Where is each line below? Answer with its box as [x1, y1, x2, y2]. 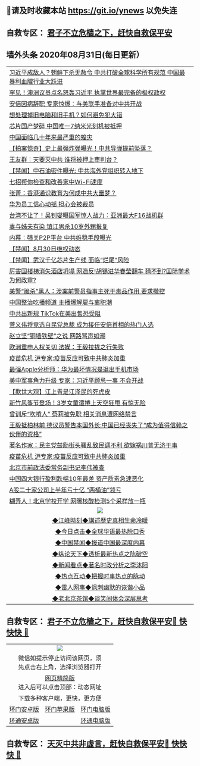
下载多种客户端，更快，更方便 [18, 694, 102, 702]
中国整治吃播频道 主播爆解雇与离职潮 [9, 298, 112, 307]
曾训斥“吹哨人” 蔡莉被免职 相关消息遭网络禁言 [9, 409, 137, 418]
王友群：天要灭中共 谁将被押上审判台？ [9, 155, 118, 164]
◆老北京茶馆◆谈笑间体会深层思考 [52, 594, 148, 602]
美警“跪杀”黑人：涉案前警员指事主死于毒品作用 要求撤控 [9, 287, 165, 295]
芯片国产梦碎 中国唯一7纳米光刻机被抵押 [9, 121, 122, 130]
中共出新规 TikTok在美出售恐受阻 [9, 309, 101, 317]
